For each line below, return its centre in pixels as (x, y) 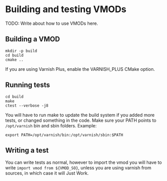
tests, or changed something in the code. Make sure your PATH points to (81, 120)
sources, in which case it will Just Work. (47, 173)
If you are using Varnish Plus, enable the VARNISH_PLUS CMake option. (80, 69)
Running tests (28, 85)
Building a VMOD (33, 39)
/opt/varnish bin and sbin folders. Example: (51, 125)
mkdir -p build (21, 51)
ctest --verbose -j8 (27, 105)
